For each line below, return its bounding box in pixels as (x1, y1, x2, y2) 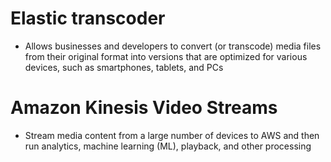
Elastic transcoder (10, 7, 166, 30)
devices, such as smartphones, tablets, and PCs (24, 61, 224, 73)
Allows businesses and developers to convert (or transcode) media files (24, 40, 322, 52)
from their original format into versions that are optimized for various (24, 50, 308, 62)
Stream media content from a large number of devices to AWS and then (24, 129, 320, 141)
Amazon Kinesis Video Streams (10, 97, 278, 119)
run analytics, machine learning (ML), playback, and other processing (24, 140, 312, 152)
